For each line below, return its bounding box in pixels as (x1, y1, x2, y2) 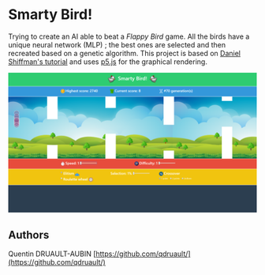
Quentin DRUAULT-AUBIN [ (8, 249, 96, 258)
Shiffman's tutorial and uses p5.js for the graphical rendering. (8, 57, 207, 66)
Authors (8, 228, 50, 242)
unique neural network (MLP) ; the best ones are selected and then (8, 40, 226, 49)
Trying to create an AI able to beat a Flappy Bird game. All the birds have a (8, 32, 250, 41)
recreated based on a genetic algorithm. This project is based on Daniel (8, 48, 241, 58)
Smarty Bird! (8, 6, 93, 24)
